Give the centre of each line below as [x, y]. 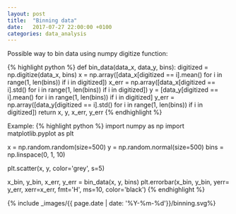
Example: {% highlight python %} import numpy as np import [96, 126]
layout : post [26, 14]
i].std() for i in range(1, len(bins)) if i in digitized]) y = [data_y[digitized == [113, 90]
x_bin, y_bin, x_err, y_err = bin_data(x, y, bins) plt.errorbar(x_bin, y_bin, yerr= [118, 182]
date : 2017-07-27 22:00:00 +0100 [60, 27]
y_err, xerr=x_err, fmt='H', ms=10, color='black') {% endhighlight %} [106, 190]
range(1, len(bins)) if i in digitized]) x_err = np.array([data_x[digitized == [112, 83]
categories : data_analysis [47, 34]
